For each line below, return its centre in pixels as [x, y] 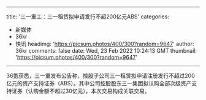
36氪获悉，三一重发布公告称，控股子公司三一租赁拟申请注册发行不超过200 [101, 75]
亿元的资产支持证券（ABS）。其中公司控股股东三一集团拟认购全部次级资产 [99, 83]
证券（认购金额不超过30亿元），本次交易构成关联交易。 [81, 91]
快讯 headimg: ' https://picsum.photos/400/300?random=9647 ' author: [105, 44]
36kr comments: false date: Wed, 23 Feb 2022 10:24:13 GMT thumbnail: [106, 51]
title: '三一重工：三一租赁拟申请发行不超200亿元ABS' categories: [88, 17]
